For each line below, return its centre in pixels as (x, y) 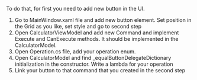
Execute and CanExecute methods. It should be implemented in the (96, 39)
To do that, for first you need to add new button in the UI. (75, 9)
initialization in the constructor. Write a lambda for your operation (94, 64)
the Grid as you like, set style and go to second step (78, 26)
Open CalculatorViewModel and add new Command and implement (97, 33)
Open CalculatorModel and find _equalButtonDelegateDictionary (93, 58)
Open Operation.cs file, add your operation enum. (75, 52)
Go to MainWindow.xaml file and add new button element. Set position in (103, 20)
